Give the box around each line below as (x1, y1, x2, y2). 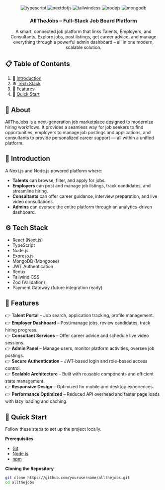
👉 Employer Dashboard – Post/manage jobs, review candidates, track (5, 320, 151, 326)
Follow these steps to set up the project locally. (5, 426, 102, 432)
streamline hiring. (12, 188, 48, 194)
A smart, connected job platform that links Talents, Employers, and (15, 28, 152, 34)
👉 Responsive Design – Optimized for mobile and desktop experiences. (5, 384, 154, 390)
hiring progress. (5, 327, 38, 333)
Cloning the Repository (5, 466, 54, 472)
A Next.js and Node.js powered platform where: (5, 167, 103, 173)
